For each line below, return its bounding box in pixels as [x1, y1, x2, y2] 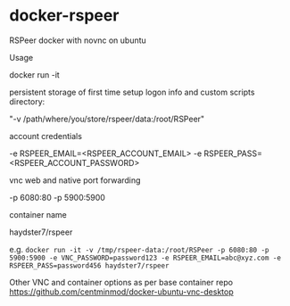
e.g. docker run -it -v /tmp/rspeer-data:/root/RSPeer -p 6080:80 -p [9, 244, 269, 254]
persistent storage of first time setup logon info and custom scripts [9, 87, 255, 97]
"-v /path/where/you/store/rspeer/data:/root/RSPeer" [9, 113, 205, 124]
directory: [9, 95, 46, 107]
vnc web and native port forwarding [9, 175, 141, 186]
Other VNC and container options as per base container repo [9, 277, 234, 287]
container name [9, 209, 67, 219]
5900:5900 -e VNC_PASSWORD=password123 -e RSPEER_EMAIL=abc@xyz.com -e [9, 253, 281, 262]
